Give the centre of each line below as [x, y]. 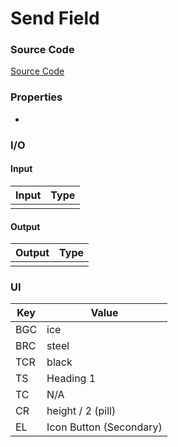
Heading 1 [71, 379]
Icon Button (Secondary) [104, 427]
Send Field [55, 18]
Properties [36, 97]
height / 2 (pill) [81, 411]
